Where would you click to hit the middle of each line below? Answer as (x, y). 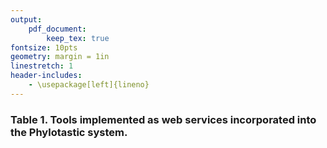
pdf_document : (57, 29)
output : (26, 19)
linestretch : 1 (42, 66)
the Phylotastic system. (69, 132)
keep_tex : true (78, 38)
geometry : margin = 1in (60, 57)
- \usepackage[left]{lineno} (89, 85)
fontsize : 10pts (44, 47)
